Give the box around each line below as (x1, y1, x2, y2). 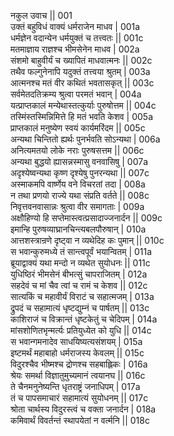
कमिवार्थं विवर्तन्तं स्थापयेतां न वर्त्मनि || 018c (10, 415, 150, 426)
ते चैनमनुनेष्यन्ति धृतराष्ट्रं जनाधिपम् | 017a (10, 381, 141, 392)
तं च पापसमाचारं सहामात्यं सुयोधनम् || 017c (10, 392, 149, 404)
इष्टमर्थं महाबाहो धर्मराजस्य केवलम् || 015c (10, 347, 145, 359)
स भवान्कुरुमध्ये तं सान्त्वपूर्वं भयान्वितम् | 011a (10, 246, 153, 257)
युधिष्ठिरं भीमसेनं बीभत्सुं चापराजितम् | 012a (10, 268, 148, 280)
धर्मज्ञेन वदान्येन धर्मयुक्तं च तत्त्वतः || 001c (10, 32, 144, 44)
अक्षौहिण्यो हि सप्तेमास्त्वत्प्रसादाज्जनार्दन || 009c (10, 212, 163, 224)
